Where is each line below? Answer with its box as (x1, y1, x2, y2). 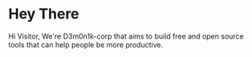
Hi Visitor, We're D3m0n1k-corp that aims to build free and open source (8, 31, 244, 41)
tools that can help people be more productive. (8, 39, 164, 49)
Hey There (8, 5, 79, 23)
